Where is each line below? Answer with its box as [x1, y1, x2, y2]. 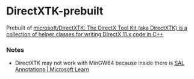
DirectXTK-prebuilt [6, 4, 104, 18]
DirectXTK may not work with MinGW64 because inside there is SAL [14, 59, 185, 67]
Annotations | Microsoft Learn [14, 66, 89, 73]
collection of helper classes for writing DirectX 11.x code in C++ [6, 30, 164, 37]
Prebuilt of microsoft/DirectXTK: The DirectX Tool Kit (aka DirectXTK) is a [6, 24, 188, 31]
